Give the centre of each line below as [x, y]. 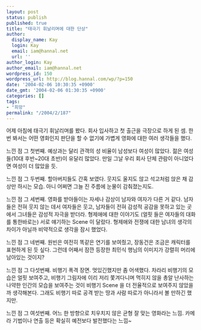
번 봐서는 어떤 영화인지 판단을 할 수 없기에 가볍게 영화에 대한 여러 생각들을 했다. [99, 138]
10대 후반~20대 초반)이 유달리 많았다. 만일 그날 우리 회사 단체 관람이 [93, 159]
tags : [13, 101]
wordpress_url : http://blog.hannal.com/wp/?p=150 [70, 79]
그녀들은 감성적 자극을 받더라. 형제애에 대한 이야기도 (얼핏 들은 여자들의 [101, 214]
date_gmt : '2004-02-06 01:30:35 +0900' [56, 90]
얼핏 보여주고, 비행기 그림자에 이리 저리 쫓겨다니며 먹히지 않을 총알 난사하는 [106, 278]
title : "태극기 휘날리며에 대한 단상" [47, 29]
